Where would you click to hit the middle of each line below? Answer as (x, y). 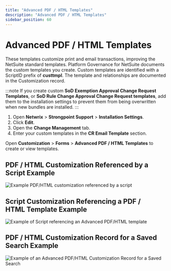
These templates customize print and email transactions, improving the (80, 59)
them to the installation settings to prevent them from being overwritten (81, 102)
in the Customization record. (35, 81)
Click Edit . (24, 122)
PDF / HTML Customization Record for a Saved (81, 238)
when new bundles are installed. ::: (42, 107)
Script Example (30, 173)
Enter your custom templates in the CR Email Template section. (80, 133)
